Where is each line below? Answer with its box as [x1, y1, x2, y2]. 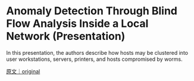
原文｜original [6, 67, 40, 75]
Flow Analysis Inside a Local [6, 17, 149, 30]
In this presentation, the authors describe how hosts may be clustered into [6, 49, 189, 56]
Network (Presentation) [6, 30, 126, 43]
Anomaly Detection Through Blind [6, 4, 177, 18]
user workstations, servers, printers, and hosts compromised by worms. [6, 55, 183, 63]
